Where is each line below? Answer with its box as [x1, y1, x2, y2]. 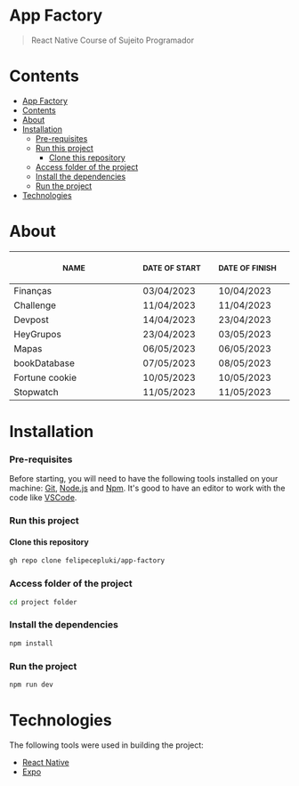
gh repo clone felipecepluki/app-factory [9, 556, 166, 565]
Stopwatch [13, 385, 60, 398]
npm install [9, 638, 53, 648]
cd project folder [9, 597, 77, 606]
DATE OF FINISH [218, 263, 278, 272]
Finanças [13, 284, 52, 296]
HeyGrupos [13, 328, 62, 340]
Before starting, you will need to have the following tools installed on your [9, 474, 279, 484]
